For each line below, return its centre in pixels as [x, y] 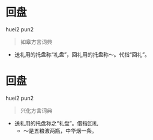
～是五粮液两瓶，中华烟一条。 [60, 130]
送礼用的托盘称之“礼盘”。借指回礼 [56, 123]
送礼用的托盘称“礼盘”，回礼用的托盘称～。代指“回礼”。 [82, 54]
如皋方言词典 [36, 41]
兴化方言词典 [36, 110]
